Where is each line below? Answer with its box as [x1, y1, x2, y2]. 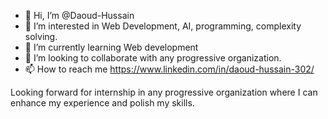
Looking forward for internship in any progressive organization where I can [10, 86, 318, 98]
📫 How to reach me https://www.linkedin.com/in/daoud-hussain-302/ [24, 63, 315, 75]
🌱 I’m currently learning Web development [24, 41, 199, 53]
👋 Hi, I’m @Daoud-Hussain [24, 10, 135, 21]
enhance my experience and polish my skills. [10, 97, 195, 109]
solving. [24, 31, 58, 42]
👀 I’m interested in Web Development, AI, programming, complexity [24, 20, 302, 32]
